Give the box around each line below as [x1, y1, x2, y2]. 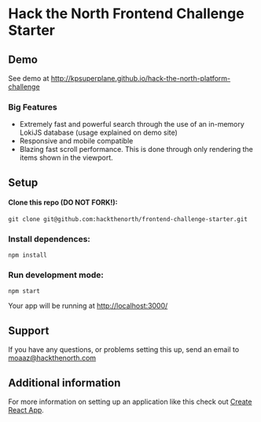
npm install [8, 251, 47, 260]
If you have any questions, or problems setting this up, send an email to [8, 345, 240, 354]
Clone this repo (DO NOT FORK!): [8, 198, 118, 207]
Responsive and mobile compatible [19, 136, 134, 146]
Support [8, 324, 50, 337]
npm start [8, 287, 41, 295]
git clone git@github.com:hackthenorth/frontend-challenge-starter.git [8, 215, 248, 223]
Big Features [8, 102, 57, 113]
